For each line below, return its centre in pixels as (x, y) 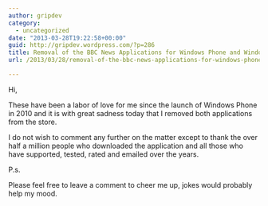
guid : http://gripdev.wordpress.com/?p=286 (82, 45)
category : (25, 23)
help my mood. (33, 193)
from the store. (33, 122)
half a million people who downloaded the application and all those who (126, 146)
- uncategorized (42, 30)
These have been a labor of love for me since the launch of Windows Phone (133, 105)
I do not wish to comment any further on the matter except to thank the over (133, 137)
